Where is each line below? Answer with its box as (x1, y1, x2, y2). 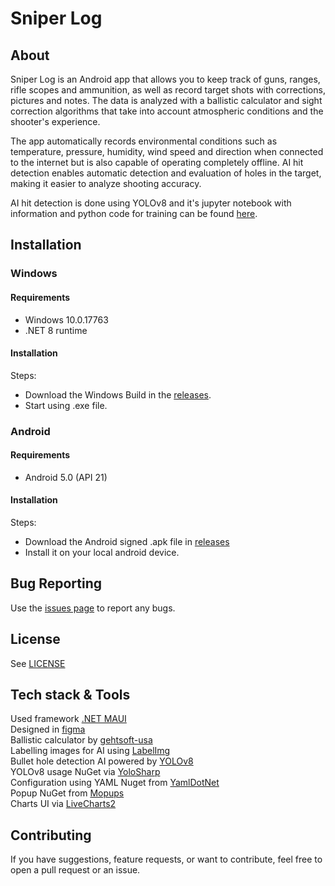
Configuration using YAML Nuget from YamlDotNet (10, 777, 220, 789)
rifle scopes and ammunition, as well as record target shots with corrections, (10, 84, 326, 96)
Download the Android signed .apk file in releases (24, 536, 230, 548)
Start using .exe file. (24, 399, 108, 411)
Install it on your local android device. (24, 547, 180, 559)
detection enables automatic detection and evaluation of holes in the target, (10, 167, 322, 179)
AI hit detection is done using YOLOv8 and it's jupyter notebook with (10, 197, 292, 209)
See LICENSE (10, 657, 66, 669)
